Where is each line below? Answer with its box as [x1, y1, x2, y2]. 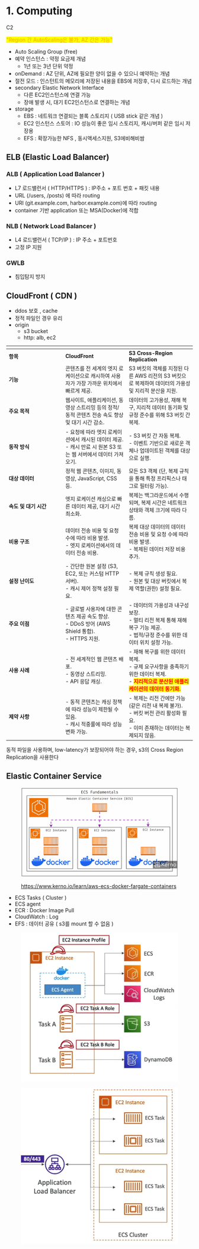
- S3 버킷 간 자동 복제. [129, 432, 181, 439]
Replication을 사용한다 [6, 754, 59, 761]
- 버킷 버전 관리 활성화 [129, 710, 181, 717]
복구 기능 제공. [129, 623, 162, 631]
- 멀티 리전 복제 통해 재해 [129, 616, 187, 623]
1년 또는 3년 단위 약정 [23, 62, 73, 70]
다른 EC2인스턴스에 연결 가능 [23, 91, 91, 98]
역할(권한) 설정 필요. [134, 585, 182, 592]
